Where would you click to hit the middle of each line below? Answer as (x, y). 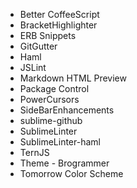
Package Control (54, 88)
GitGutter (38, 46)
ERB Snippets (48, 35)
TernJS (34, 152)
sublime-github (51, 120)
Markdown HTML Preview (73, 78)
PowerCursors (49, 99)
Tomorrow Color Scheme (71, 173)
